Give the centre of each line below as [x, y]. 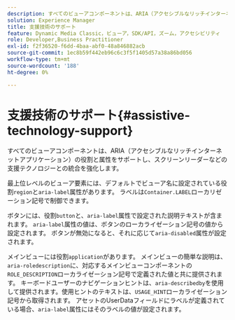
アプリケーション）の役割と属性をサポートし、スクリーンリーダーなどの [123, 160]
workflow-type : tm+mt [39, 60]
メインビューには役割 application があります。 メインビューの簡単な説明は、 [117, 257]
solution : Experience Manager [51, 20]
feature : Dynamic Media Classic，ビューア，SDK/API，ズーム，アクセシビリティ [114, 33]
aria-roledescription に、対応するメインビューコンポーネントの [100, 265]
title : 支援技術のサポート [42, 27]
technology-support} [70, 131]
